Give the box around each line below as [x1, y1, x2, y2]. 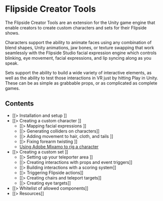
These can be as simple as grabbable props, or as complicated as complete [5, 80, 158, 86]
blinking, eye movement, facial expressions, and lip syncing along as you [5, 55, 151, 61]
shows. [5, 30, 20, 36]
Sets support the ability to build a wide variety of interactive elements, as [5, 69, 152, 75]
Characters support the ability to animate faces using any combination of [5, 39, 152, 45]
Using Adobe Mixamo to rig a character [19, 143, 99, 150]
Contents [5, 99, 34, 108]
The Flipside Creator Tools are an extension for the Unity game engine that [5, 20, 155, 25]
